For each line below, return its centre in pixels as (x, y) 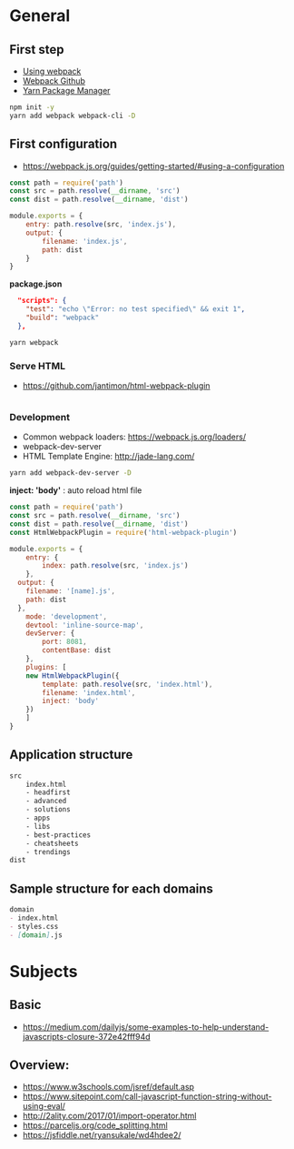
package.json (36, 284)
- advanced (46, 801)
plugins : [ (46, 667)
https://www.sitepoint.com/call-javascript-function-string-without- (147, 1096)
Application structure (71, 755)
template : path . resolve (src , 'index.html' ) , (127, 684)
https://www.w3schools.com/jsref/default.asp (108, 1087)
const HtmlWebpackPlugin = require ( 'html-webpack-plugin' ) (123, 532)
